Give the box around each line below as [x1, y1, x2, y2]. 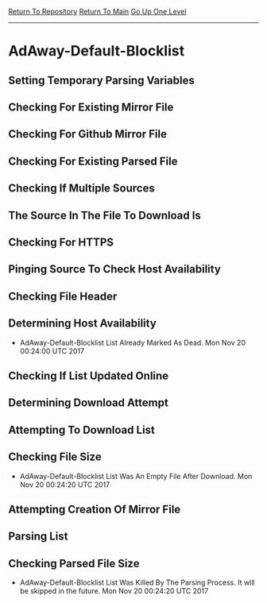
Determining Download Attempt [8, 396, 168, 410]
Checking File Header [8, 289, 118, 303]
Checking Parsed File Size [8, 556, 140, 570]
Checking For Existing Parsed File [8, 154, 178, 168]
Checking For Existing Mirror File [8, 100, 174, 114]
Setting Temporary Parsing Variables [8, 73, 195, 87]
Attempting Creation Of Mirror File [8, 502, 181, 516]
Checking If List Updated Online [8, 369, 169, 382]
